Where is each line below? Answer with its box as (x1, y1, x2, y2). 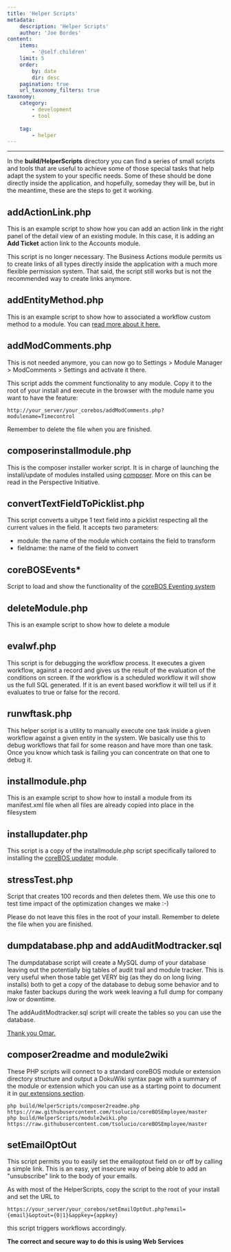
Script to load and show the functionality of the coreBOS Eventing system (7, 583, 215, 591)
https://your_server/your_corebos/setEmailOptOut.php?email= (7, 1206, 186, 1213)
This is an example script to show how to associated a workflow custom (7, 313, 211, 321)
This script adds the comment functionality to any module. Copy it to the (7, 379, 212, 387)
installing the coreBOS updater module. (7, 854, 119, 862)
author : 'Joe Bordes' (19, 29, 81, 36)
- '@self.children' (32, 49, 88, 56)
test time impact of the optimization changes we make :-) (7, 899, 169, 908)
